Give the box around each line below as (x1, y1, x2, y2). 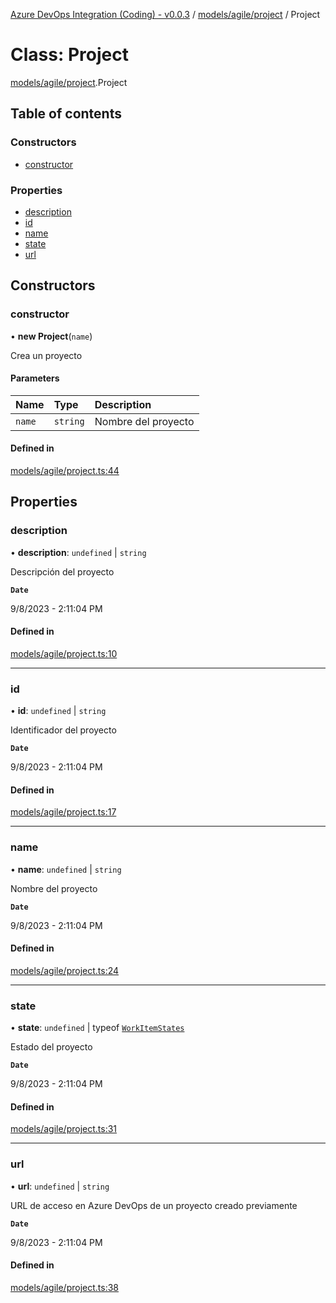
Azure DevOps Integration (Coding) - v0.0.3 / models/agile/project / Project (10, 9, 321, 20)
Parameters (10, 372, 60, 384)
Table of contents (10, 105, 122, 123)
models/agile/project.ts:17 (10, 806, 117, 818)
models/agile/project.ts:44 (10, 465, 120, 477)
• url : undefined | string (10, 1180, 110, 1192)
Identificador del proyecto (10, 724, 117, 736)
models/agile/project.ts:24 (10, 964, 120, 976)
